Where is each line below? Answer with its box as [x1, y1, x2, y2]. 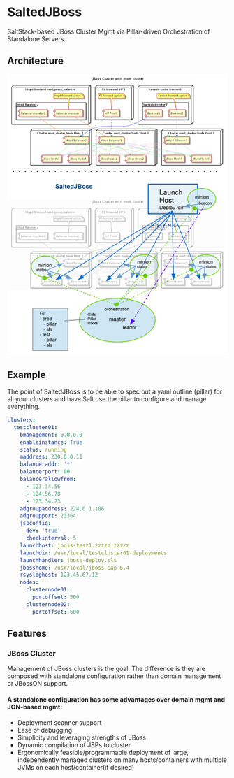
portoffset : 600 [32, 608, 80, 615]
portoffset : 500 [32, 593, 80, 601]
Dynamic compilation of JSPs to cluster [17, 740, 131, 749]
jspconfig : [20, 520, 52, 527]
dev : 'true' [25, 527, 61, 535]
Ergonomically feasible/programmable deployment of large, [17, 748, 189, 756]
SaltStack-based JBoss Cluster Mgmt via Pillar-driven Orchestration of [7, 27, 210, 36]
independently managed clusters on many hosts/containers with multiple [17, 756, 227, 764]
